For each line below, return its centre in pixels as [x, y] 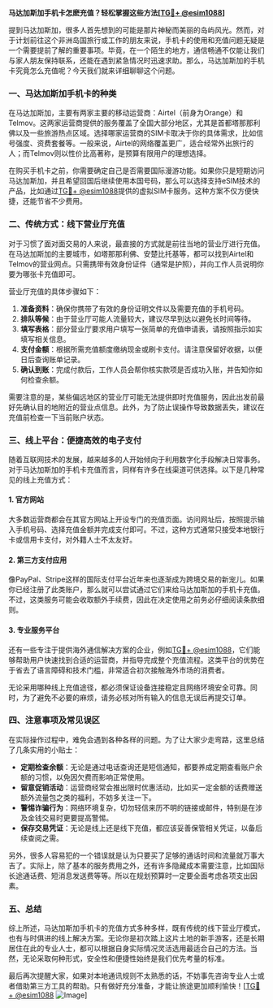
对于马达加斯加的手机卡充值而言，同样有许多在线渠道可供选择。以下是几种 [133, 469]
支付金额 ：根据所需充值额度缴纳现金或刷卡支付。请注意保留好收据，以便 [141, 349]
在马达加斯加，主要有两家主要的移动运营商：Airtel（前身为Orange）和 [126, 113]
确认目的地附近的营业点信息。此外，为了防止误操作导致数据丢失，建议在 [143, 407]
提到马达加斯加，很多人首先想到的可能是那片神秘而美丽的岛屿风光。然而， [133, 30]
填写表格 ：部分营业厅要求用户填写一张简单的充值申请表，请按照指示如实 [141, 329]
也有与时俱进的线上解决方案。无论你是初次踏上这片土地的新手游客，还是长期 [136, 938]
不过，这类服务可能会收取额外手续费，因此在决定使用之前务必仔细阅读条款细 [136, 599]
